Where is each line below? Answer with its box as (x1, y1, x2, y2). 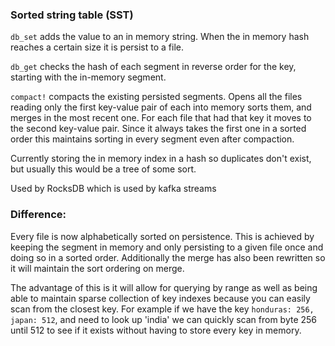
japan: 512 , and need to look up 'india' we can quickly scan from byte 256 (10, 313, 318, 325)
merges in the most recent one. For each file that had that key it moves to (10, 112, 312, 124)
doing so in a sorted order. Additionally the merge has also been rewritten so (10, 251, 326, 263)
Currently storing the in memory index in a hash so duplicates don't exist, (10, 153, 312, 165)
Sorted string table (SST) (10, 8, 134, 22)
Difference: (10, 208, 67, 222)
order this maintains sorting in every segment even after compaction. (10, 133, 295, 145)
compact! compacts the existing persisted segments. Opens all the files (10, 91, 303, 103)
